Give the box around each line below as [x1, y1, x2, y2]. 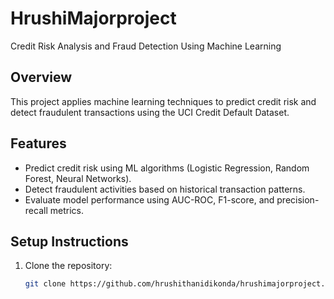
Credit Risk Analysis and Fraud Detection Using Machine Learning [10, 40, 282, 52]
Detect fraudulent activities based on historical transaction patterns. [24, 183, 306, 195]
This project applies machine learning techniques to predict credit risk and [10, 95, 317, 107]
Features [10, 135, 67, 152]
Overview [10, 69, 73, 86]
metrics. [49, 204, 84, 216]
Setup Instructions [10, 233, 129, 250]
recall [24, 204, 48, 216]
